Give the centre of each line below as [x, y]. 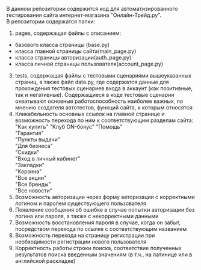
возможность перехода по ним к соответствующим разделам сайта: [104, 120]
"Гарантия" [29, 133]
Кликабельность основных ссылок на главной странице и [90, 114]
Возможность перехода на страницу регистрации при [85, 235]
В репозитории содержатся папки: [51, 21]
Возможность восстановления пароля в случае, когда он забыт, [98, 222]
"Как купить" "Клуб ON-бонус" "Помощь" [69, 127]
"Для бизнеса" [34, 146]
